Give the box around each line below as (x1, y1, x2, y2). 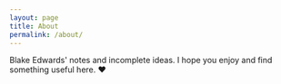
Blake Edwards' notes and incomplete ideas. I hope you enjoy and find (9, 55, 273, 66)
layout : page (9, 13, 59, 23)
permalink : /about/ (9, 30, 84, 39)
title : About (9, 22, 59, 31)
